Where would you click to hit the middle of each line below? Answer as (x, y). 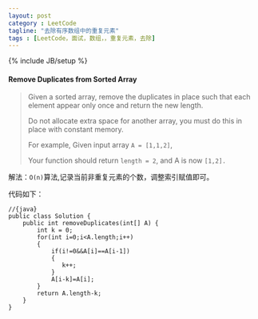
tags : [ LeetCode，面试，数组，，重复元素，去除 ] (82, 38)
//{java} (23, 209)
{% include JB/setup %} (48, 61)
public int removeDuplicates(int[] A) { (91, 224)
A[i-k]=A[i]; (72, 280)
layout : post (30, 16)
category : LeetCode (43, 23)
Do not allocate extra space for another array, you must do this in (135, 121)
